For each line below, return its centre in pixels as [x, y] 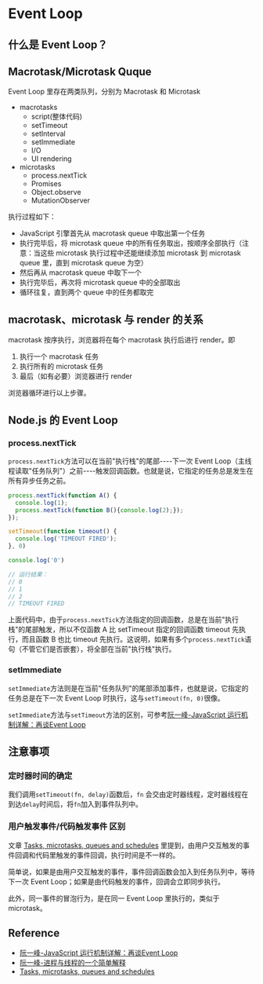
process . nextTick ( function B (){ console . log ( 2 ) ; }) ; [99, 510]
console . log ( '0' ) [36, 561]
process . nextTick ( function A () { [63, 496]
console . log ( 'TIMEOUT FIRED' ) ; [66, 539]
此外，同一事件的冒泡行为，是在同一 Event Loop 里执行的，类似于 [114, 898]
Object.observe [56, 192]
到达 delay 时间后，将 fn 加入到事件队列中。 [76, 804]
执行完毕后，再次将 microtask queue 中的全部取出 [100, 283]
